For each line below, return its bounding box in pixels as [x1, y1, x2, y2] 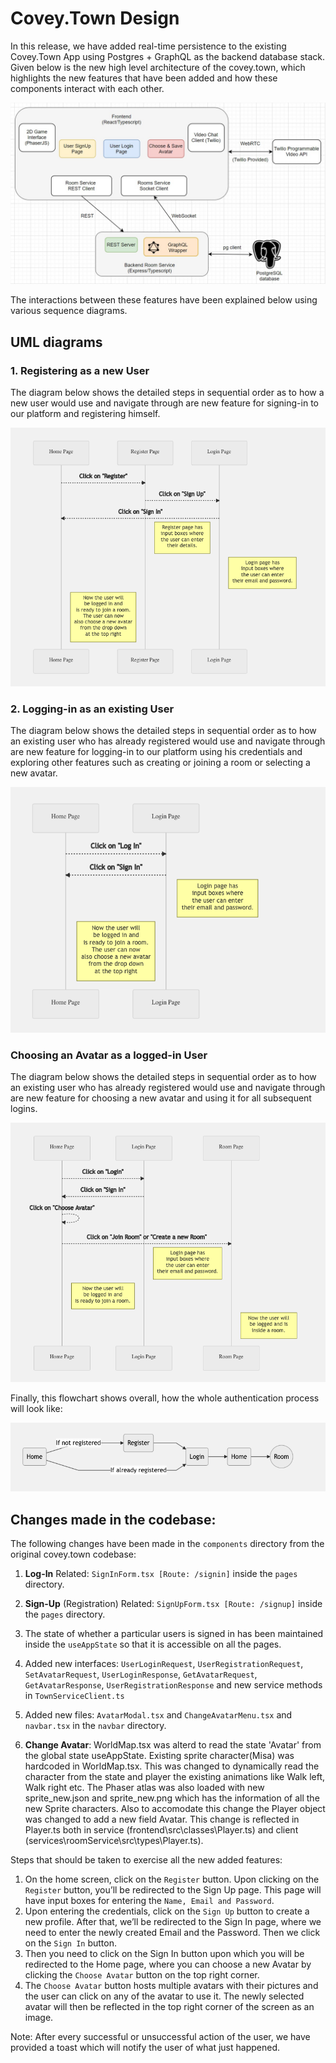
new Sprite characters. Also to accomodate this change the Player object [24, 1803, 326, 1815]
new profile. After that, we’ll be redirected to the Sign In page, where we [24, 1916, 322, 1928]
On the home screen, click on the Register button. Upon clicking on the [24, 1873, 320, 1886]
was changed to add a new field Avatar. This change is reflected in [24, 1813, 300, 1826]
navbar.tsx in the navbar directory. [24, 1720, 167, 1732]
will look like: [10, 1403, 63, 1415]
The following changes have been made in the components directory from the [10, 1538, 325, 1550]
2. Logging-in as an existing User [10, 702, 175, 716]
